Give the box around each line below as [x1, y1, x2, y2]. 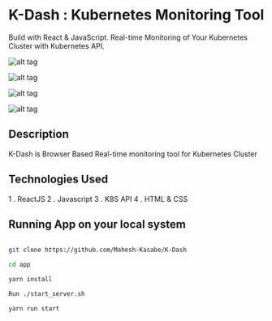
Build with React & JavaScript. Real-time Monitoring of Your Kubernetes [8, 32, 248, 42]
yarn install [8, 276, 53, 284]
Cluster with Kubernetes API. [8, 41, 105, 50]
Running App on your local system [8, 217, 187, 231]
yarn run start [8, 304, 60, 313]
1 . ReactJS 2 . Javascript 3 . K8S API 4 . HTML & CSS [8, 194, 188, 203]
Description [8, 127, 69, 141]
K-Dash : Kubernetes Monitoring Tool [8, 6, 265, 24]
